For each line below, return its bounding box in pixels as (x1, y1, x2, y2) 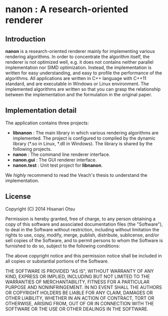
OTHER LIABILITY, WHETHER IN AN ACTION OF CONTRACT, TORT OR (5, 295, 154, 301)
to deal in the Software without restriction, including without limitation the (5, 226, 159, 232)
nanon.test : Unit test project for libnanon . (12, 162, 103, 168)
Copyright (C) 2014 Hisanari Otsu (5, 205, 76, 212)
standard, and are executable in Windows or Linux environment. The (5, 81, 149, 87)
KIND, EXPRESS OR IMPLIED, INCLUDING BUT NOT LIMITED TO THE (5, 273, 150, 279)
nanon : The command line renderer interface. (12, 151, 111, 157)
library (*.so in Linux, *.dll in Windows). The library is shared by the (12, 140, 153, 146)
